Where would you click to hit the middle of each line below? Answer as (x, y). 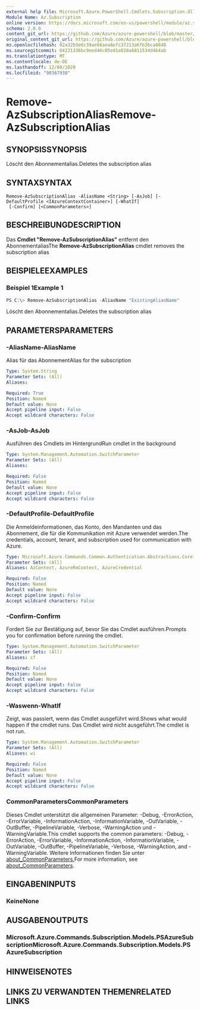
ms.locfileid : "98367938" (38, 73)
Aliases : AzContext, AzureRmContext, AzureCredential (74, 568)
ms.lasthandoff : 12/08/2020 (41, 67)
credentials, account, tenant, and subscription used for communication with (99, 539)
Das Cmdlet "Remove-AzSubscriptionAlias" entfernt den (77, 239)
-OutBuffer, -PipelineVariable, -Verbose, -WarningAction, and (112, 846)
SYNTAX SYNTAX (39, 183)
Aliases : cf (21, 657)
